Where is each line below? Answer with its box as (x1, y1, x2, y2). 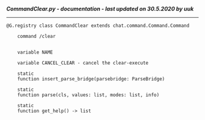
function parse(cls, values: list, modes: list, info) (17, 92, 160, 98)
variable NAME (17, 49, 53, 55)
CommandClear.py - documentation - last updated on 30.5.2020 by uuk (6, 5, 194, 12)
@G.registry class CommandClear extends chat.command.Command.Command (6, 23, 190, 29)
